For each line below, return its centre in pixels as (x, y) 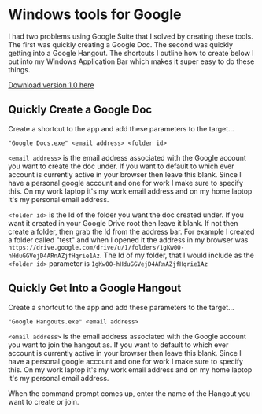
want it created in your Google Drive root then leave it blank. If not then (123, 223)
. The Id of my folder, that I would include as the (177, 255)
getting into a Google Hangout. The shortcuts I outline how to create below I (131, 53)
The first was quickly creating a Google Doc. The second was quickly (121, 44)
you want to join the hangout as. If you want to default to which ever (118, 345)
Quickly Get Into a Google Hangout (95, 288)
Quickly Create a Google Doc (80, 110)
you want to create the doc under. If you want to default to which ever (121, 166)
